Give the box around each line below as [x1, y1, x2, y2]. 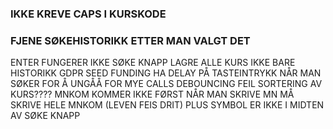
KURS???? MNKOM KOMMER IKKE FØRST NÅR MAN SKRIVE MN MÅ [10, 88, 295, 101]
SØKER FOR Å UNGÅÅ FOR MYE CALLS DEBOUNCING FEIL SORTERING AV [10, 78, 323, 90]
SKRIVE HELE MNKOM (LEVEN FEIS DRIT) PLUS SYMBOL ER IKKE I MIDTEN [10, 99, 325, 111]
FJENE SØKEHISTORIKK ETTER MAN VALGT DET [10, 33, 251, 47]
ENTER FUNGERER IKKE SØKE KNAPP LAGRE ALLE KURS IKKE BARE [10, 57, 296, 69]
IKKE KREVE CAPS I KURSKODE [10, 7, 167, 21]
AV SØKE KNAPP [10, 110, 81, 122]
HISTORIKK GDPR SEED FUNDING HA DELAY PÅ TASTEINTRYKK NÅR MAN [10, 67, 322, 79]
